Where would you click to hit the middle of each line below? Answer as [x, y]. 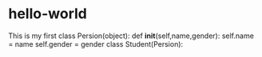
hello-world [48, 14]
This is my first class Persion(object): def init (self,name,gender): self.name [131, 36]
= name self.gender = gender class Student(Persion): [96, 44]
